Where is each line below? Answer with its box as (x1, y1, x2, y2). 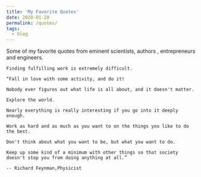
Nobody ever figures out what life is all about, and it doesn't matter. (6, 86, 195, 93)
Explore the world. (6, 97, 55, 103)
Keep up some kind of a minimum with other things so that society (6, 149, 179, 156)
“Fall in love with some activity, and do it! (6, 76, 125, 82)
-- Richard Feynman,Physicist (6, 166, 82, 172)
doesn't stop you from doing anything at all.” (6, 155, 128, 161)
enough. (6, 113, 26, 119)
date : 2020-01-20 (6, 14, 50, 20)
